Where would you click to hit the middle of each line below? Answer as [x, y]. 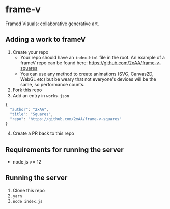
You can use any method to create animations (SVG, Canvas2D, [87, 74]
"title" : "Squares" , [32, 114]
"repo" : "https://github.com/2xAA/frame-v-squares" [66, 119]
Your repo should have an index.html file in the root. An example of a [93, 57]
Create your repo [31, 52]
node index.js [27, 201]
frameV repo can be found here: [54, 63]
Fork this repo [27, 90]
